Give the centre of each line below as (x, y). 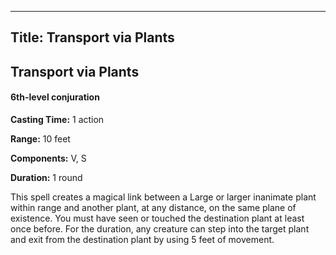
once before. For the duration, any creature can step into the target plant (160, 228)
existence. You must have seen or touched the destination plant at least (157, 218)
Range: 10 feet (40, 138)
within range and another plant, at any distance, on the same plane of (153, 207)
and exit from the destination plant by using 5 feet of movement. (142, 239)
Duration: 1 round (46, 177)
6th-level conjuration (55, 97)
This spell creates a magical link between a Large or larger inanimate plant (163, 197)
